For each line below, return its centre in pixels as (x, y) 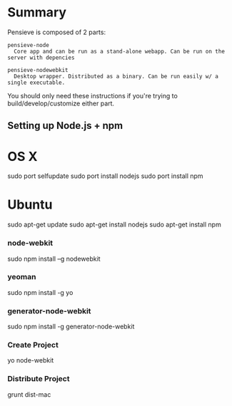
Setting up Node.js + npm (65, 126)
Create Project (33, 345)
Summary (37, 12)
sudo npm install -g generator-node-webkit (71, 327)
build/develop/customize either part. (61, 103)
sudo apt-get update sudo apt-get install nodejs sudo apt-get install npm (114, 224)
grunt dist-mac (29, 394)
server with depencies (41, 58)
